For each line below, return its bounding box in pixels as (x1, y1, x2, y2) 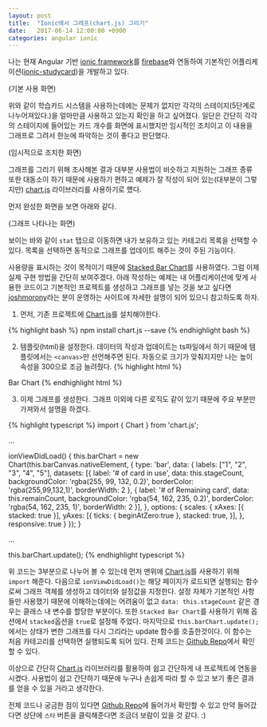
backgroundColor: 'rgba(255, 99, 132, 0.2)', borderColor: (8, 477, 194, 487)
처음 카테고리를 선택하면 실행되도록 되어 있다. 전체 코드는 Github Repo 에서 (8, 637, 241, 646)
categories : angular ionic (8, 34, 98, 42)
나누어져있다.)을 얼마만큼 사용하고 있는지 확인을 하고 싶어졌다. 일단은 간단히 (8, 111, 243, 121)
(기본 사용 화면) (8, 84, 57, 93)
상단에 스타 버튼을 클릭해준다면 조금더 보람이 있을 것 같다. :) (22, 710, 206, 720)
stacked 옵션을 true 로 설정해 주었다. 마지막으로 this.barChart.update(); (29, 617, 259, 626)
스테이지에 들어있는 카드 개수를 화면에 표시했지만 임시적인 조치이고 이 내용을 (16, 121, 253, 130)
